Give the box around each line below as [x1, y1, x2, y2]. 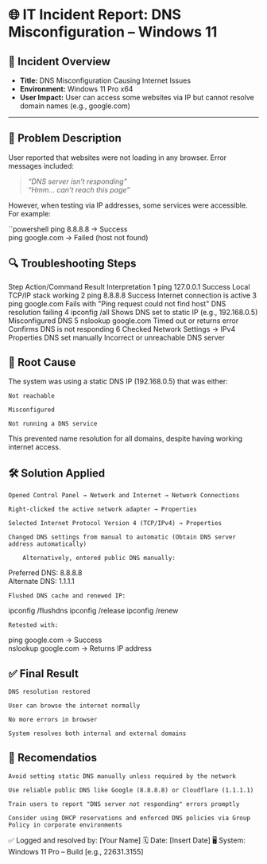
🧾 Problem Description [8, 131, 122, 145]
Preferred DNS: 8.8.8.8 [8, 568, 83, 578]
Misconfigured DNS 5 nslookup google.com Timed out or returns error [8, 316, 239, 325]
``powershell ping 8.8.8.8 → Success [8, 224, 128, 234]
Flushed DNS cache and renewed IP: [8, 592, 126, 600]
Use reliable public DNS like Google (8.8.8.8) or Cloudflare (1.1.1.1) [8, 786, 254, 794]
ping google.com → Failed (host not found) [8, 232, 149, 242]
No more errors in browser [8, 716, 98, 724]
